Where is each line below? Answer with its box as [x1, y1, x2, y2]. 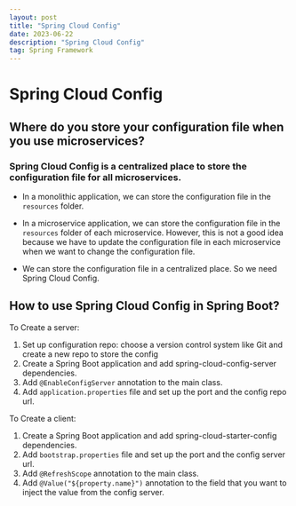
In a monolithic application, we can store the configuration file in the [21, 192, 271, 202]
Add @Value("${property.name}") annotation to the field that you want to [21, 477, 287, 488]
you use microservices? [9, 133, 145, 148]
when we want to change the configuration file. [21, 246, 196, 257]
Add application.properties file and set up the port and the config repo [21, 386, 287, 397]
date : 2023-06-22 [9, 29, 74, 38]
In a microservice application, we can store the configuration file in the [21, 218, 281, 228]
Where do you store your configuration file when [9, 119, 284, 134]
